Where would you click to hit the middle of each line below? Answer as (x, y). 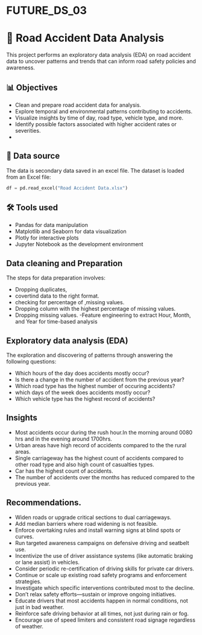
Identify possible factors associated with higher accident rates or (96, 124)
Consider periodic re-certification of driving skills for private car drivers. (105, 569)
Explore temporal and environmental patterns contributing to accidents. (104, 111)
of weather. (29, 626)
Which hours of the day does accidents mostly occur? (82, 373)
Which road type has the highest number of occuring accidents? (95, 386)
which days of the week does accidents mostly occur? (83, 392)
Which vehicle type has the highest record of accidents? (85, 399)
